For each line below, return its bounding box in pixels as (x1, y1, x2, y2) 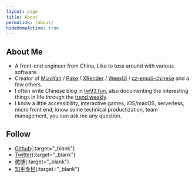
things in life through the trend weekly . (14, 93, 108, 100)
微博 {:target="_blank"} (14, 158, 69, 165)
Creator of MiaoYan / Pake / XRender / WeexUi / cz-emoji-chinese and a (14, 75, 190, 82)
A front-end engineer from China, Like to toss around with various (14, 62, 174, 69)
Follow (6, 129, 31, 139)
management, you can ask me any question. (14, 112, 122, 119)
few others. (14, 81, 42, 88)
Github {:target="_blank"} (14, 145, 75, 152)
